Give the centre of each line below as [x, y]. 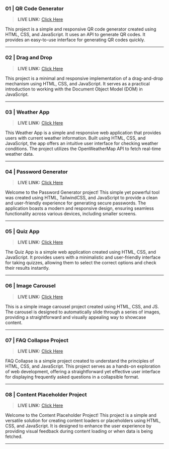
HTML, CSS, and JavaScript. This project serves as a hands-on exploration [83, 366]
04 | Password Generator [36, 172]
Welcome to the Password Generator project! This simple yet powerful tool [82, 192]
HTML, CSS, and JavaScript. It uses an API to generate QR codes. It [75, 35]
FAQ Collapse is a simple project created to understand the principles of [80, 361]
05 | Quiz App [22, 232]
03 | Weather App [27, 112]
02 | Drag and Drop [29, 58]
